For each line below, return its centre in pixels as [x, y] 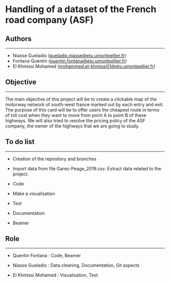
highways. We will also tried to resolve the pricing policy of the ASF [75, 120]
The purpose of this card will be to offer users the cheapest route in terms [82, 110]
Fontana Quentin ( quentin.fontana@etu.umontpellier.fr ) [70, 61]
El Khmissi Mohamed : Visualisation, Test [55, 275]
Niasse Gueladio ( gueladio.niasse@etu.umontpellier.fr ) [69, 56]
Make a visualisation [34, 194]
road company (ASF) [49, 20]
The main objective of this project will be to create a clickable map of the [81, 99]
